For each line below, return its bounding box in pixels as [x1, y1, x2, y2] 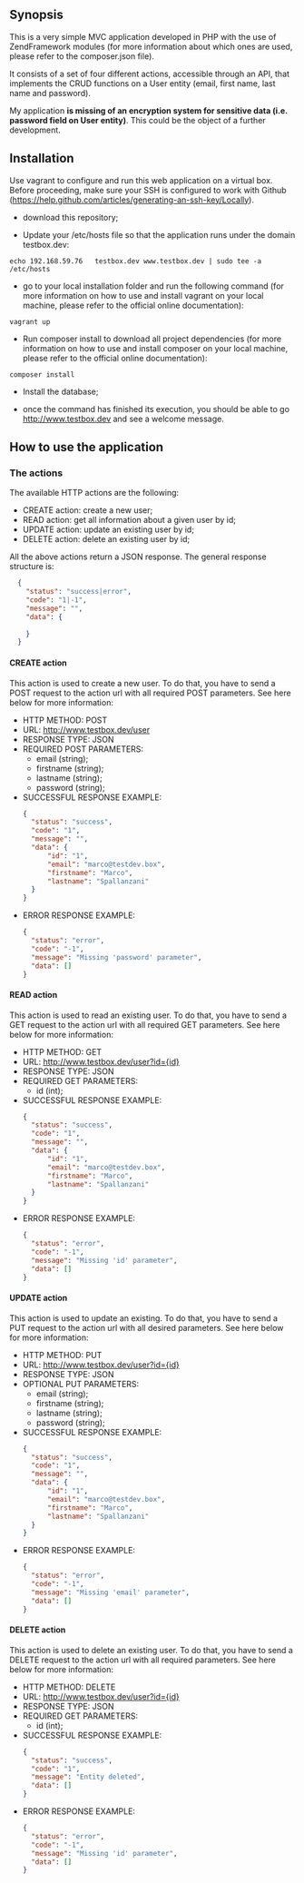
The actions [9, 467, 64, 479]
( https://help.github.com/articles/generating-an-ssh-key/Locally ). [9, 194, 254, 205]
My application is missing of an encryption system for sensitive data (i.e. [9, 104, 288, 116]
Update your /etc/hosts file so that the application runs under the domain [22, 229, 296, 240]
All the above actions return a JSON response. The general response [9, 551, 267, 562]
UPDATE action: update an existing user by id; [22, 524, 195, 535]
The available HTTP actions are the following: [9, 488, 180, 498]
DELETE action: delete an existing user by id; [22, 534, 191, 545]
